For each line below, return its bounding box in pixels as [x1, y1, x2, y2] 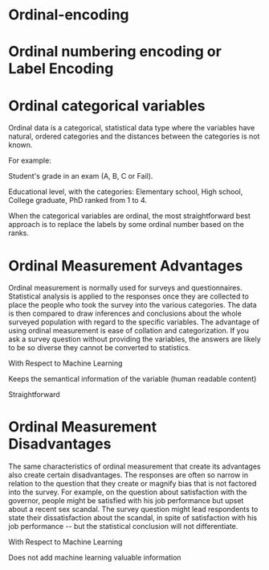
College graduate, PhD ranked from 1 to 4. [8, 196, 147, 205]
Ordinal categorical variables [8, 97, 206, 114]
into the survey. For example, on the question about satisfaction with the [8, 487, 247, 497]
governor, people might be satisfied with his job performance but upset [8, 496, 244, 506]
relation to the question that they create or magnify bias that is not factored [8, 479, 257, 489]
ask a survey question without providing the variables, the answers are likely [8, 334, 261, 344]
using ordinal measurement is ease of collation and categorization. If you [8, 326, 250, 336]
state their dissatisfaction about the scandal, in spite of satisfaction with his [8, 513, 258, 522]
